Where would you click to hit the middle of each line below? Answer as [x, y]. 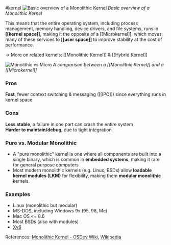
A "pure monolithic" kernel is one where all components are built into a [87, 154]
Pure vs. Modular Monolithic [41, 143]
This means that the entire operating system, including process [72, 23]
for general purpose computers [46, 165]
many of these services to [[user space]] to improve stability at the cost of [84, 39]
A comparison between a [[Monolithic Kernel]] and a [108, 65]
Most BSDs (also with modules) [46, 222]
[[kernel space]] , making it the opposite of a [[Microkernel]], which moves [83, 34]
